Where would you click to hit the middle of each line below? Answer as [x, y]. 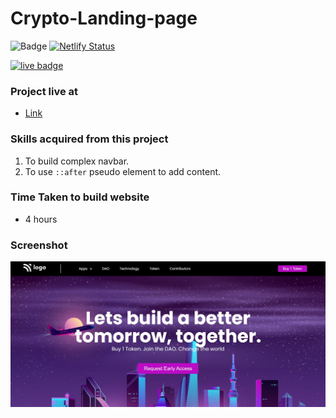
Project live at [44, 91]
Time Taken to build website [80, 197]
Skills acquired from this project [89, 139]
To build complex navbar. [77, 161]
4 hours [41, 219]
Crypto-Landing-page [104, 18]
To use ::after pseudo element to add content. [123, 171]
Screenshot [39, 245]
